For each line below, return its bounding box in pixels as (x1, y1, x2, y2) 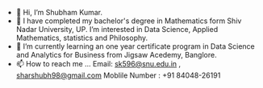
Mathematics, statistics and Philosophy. (15, 33, 148, 42)
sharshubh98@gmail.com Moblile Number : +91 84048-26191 (15, 70, 221, 80)
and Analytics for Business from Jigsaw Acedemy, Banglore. (15, 50, 217, 59)
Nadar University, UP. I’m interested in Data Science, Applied (15, 25, 219, 34)
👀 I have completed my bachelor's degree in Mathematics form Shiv (15, 16, 242, 26)
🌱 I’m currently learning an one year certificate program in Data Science (15, 42, 256, 51)
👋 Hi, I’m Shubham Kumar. (15, 8, 103, 17)
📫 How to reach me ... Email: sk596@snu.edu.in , (15, 59, 182, 68)
